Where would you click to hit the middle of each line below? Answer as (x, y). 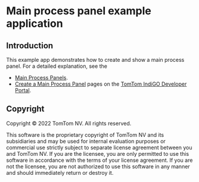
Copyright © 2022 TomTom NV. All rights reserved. (69, 123)
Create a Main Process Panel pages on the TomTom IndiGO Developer (101, 84)
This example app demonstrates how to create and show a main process (95, 60)
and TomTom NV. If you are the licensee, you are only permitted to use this (98, 153)
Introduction (30, 45)
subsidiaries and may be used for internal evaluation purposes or (86, 141)
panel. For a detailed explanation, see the (57, 66)
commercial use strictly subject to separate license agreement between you (99, 148)
